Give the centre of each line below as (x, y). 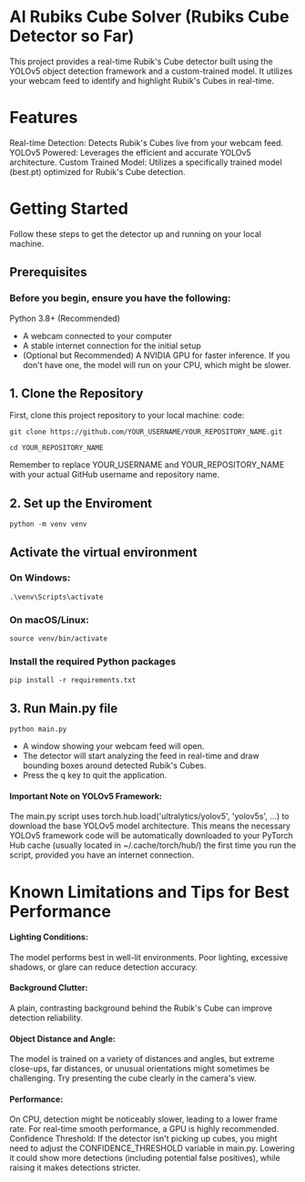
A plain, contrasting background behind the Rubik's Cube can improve (141, 1008)
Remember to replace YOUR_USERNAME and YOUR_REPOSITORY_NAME (147, 465)
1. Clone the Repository (76, 393)
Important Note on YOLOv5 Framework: (86, 796)
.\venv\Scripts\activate (56, 597)
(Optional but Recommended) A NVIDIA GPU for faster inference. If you (156, 355)
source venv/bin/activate (58, 639)
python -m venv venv (49, 524)
